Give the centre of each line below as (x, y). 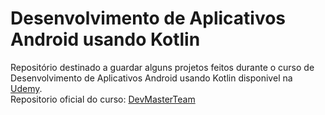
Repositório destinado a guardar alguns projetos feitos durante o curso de (162, 67)
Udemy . (26, 88)
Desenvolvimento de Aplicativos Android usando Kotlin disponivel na (151, 78)
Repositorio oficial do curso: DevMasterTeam (103, 99)
